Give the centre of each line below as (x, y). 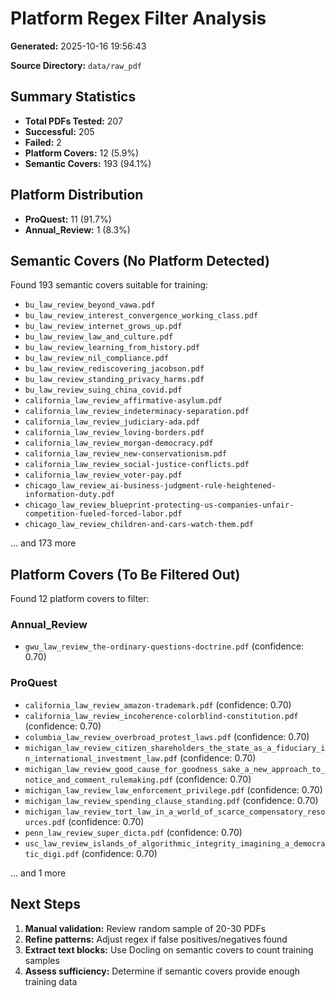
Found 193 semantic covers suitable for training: (109, 285)
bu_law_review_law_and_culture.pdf (99, 337)
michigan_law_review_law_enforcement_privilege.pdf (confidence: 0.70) (173, 789)
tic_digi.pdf (52, 854)
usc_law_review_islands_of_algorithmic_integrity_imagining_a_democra (175, 843)
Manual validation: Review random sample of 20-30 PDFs (145, 928)
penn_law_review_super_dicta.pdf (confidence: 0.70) (133, 832)
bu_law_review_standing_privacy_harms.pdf (114, 380)
